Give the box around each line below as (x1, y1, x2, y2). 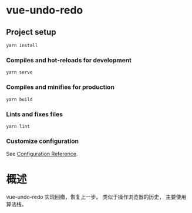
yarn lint (6, 123, 31, 129)
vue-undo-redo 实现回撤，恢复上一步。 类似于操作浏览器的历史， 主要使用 (6, 194, 187, 201)
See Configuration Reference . (6, 151, 78, 158)
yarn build (6, 96, 33, 102)
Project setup (6, 27, 57, 37)
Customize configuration (6, 137, 79, 145)
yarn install (6, 42, 38, 48)
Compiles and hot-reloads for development (6, 56, 132, 64)
